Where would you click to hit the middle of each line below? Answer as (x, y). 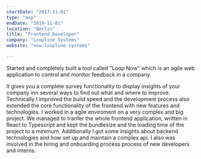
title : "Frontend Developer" (43, 34)
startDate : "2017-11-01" (37, 12)
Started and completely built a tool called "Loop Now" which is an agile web (101, 68)
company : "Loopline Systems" (43, 40)
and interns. (21, 150)
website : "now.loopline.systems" (48, 46)
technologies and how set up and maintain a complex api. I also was (91, 137)
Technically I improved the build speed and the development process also (98, 99)
